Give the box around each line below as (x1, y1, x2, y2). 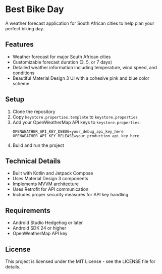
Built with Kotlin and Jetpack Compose (12, 170, 93, 176)
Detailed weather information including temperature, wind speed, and (12, 64, 157, 70)
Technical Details (5, 156, 61, 165)
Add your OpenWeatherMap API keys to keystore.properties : (12, 119, 141, 125)
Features (5, 40, 34, 49)
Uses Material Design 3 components (12, 176, 88, 182)
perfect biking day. (5, 25, 44, 31)
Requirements (5, 206, 50, 215)
